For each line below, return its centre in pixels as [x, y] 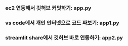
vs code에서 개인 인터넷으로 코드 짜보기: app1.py [62, 23]
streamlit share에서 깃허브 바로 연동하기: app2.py [64, 37]
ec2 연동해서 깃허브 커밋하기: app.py [48, 8]
